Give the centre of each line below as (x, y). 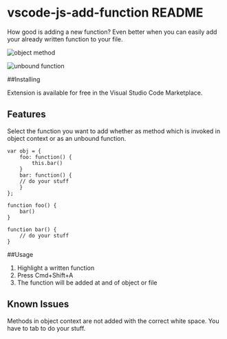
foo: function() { (46, 157)
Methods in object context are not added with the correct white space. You (113, 321)
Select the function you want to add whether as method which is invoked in (114, 131)
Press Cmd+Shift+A (45, 275)
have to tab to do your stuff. (46, 328)
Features (26, 114)
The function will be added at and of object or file (87, 282)
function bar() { (32, 229)
